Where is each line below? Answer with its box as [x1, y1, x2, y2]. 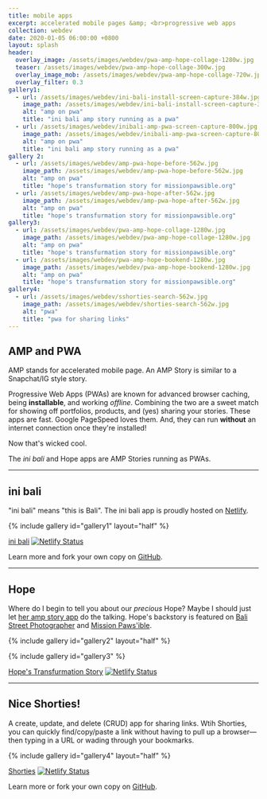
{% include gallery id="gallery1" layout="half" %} [8, 521, 169, 531]
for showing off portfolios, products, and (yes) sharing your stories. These [8, 407, 251, 416]
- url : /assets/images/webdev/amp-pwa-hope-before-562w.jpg [15, 160, 219, 168]
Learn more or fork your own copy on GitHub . [8, 781, 157, 791]
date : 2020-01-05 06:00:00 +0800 [8, 33, 119, 42]
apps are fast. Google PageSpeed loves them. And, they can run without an [8, 415, 257, 424]
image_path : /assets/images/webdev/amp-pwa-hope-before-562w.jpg [22, 167, 244, 175]
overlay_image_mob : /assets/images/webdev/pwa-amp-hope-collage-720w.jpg [15, 71, 265, 79]
